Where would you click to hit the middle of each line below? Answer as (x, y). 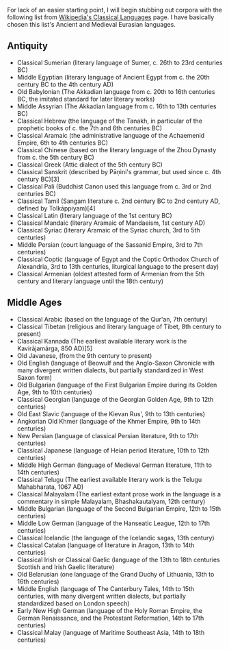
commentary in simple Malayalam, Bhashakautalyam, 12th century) (111, 501)
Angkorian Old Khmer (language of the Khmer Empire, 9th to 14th (109, 421)
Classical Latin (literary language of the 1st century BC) (94, 215)
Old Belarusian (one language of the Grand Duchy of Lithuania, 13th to (116, 574)
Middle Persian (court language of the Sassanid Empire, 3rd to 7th (110, 244)
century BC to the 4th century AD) (65, 84)
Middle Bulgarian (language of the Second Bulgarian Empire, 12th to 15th (119, 508)
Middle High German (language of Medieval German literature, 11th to (114, 465)
